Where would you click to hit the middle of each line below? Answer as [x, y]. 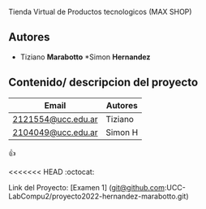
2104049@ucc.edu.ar [56, 132]
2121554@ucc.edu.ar [56, 119]
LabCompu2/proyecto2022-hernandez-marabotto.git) [99, 196]
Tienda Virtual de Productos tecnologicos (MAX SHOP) [100, 12]
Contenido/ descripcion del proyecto [103, 83]
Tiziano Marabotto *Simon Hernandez [85, 57]
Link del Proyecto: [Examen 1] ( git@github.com [86, 187]
